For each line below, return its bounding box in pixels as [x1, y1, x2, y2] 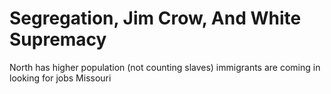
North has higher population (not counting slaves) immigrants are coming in [9, 61, 321, 73]
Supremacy [9, 28, 107, 51]
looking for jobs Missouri [9, 72, 112, 84]
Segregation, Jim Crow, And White [9, 7, 302, 30]
